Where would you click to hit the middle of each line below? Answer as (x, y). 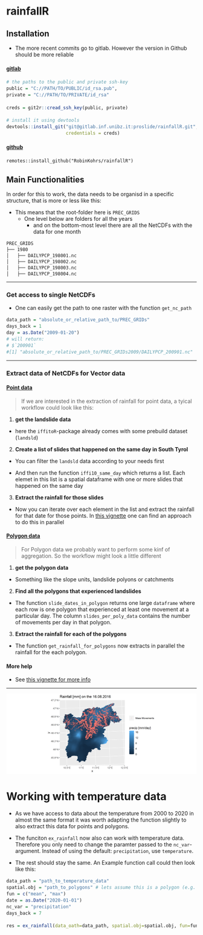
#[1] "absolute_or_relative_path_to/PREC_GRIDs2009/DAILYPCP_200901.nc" (100, 352)
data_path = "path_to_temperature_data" (58, 881)
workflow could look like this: (57, 407)
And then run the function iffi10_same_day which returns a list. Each (100, 473)
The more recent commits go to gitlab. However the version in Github (101, 48)
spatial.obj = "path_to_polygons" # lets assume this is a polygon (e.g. (101, 888)
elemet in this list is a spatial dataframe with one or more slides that (99, 479)
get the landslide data (43, 419)
